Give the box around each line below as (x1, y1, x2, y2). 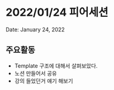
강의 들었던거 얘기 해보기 (14, 77, 73, 85)
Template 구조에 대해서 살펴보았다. (14, 62, 98, 69)
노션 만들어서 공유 (14, 69, 57, 77)
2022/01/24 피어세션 (5, 5, 109, 19)
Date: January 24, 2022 (5, 25, 65, 33)
